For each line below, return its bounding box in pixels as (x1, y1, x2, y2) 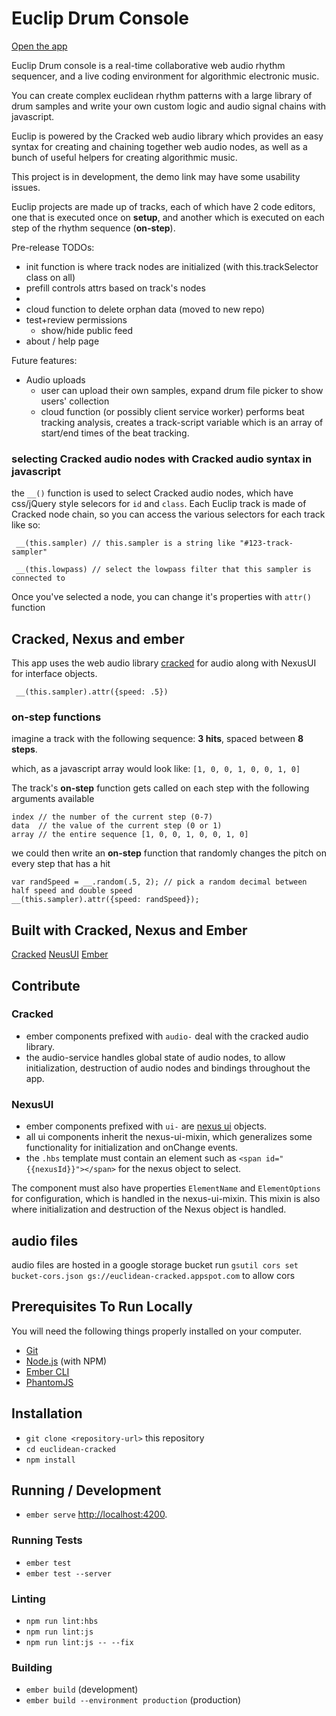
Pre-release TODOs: (11, 241, 95, 253)
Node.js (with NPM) (25, 1355, 108, 1367)
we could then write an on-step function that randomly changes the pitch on (11, 847, 327, 859)
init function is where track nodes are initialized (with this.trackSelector (25, 260, 319, 272)
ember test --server (25, 1568, 112, 1579)
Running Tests (11, 1533, 83, 1547)
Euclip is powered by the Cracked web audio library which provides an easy (11, 130, 324, 142)
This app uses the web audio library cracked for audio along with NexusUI (11, 657, 317, 669)
